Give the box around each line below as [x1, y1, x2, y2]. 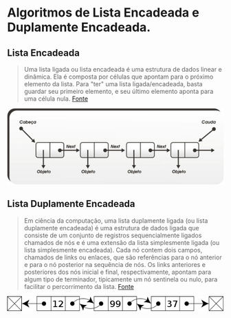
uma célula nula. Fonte [23, 95, 88, 103]
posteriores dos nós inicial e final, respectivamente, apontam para [23, 268, 212, 276]
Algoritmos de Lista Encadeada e [7, 5, 199, 21]
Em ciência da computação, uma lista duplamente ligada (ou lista [23, 216, 208, 225]
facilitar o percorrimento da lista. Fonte [23, 282, 134, 290]
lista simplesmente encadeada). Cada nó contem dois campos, [23, 246, 203, 254]
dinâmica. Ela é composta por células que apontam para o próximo [23, 72, 214, 81]
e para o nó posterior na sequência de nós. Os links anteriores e [23, 260, 206, 268]
